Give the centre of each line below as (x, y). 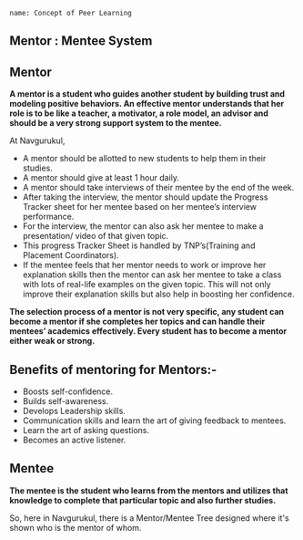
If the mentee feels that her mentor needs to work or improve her (144, 265)
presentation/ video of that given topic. (96, 236)
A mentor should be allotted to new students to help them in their (144, 159)
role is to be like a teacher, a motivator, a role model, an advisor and (139, 113)
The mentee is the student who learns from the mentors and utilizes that (149, 490)
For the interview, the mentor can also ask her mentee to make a (143, 226)
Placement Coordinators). (71, 255)
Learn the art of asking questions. (86, 431)
